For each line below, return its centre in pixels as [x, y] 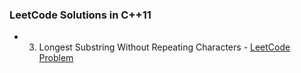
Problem [56, 58]
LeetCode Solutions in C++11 [80, 15]
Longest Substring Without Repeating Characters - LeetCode [164, 47]
